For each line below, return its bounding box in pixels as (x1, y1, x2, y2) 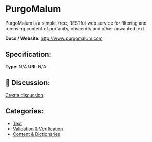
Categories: (5, 107, 44, 115)
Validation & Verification (12, 126, 63, 132)
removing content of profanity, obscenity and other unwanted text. (5, 25, 146, 31)
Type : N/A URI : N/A (5, 63, 47, 69)
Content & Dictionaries (12, 131, 60, 137)
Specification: (5, 50, 51, 59)
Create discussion (5, 92, 44, 98)
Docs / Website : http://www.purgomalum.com (5, 35, 103, 41)
